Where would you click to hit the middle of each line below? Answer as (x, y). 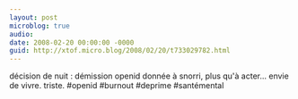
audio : (22, 34)
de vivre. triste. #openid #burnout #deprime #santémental (117, 86)
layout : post (34, 17)
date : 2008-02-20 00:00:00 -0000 (72, 42)
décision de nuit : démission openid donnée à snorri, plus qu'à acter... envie (149, 76)
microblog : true (39, 26)
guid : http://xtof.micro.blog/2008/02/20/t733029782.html (120, 51)
